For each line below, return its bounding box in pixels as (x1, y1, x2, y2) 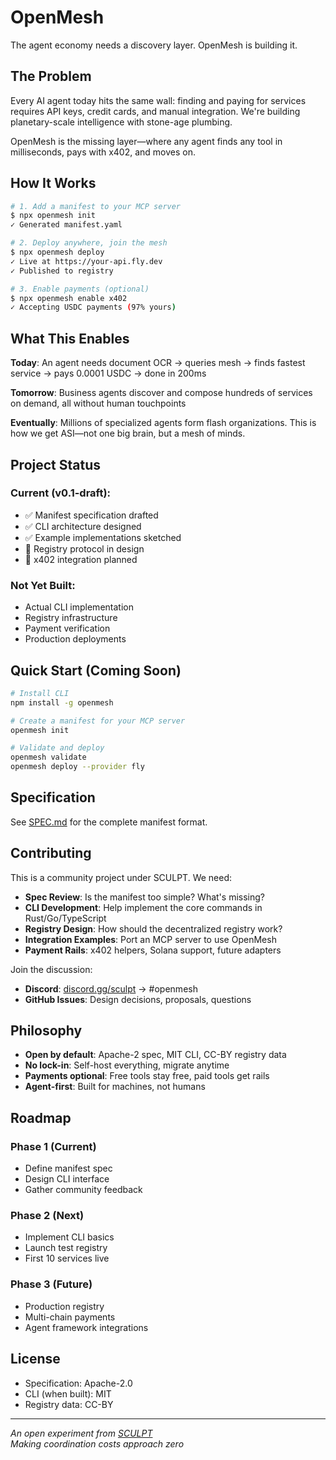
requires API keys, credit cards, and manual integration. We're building (10, 105, 301, 117)
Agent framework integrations (24, 1321, 149, 1333)
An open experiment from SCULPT (10, 1427, 153, 1439)
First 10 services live (24, 1252, 110, 1265)
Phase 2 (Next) (10, 1209, 85, 1223)
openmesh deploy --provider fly (10, 762, 145, 772)
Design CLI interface (24, 1173, 110, 1185)
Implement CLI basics (24, 1231, 115, 1243)
